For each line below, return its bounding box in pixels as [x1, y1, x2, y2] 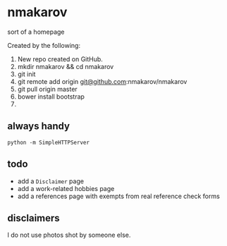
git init [17, 70, 36, 78]
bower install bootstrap [17, 92, 85, 101]
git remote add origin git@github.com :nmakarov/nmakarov [17, 77, 188, 85]
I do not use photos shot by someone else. [7, 230, 131, 240]
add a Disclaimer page [17, 177, 85, 185]
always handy [7, 121, 70, 133]
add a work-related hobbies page [17, 184, 115, 192]
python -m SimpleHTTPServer [7, 139, 90, 146]
